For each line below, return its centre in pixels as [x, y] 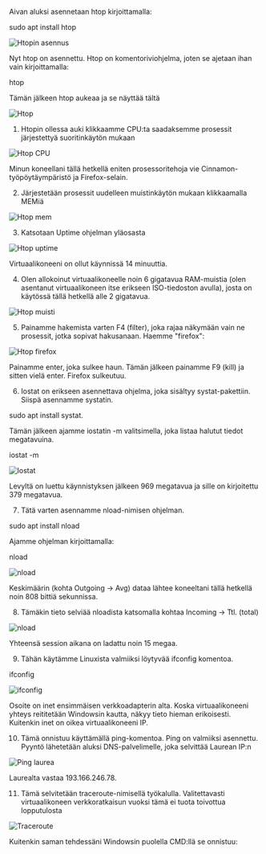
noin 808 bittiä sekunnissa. [54, 597]
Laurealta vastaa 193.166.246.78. [63, 778]
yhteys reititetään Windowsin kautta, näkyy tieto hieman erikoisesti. [120, 714]
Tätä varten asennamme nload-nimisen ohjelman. [103, 510]
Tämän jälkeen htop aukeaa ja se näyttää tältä [85, 98]
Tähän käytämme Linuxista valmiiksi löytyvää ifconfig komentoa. [127, 659]
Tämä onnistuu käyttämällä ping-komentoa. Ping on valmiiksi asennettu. [139, 738]
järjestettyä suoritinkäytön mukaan [78, 137]
